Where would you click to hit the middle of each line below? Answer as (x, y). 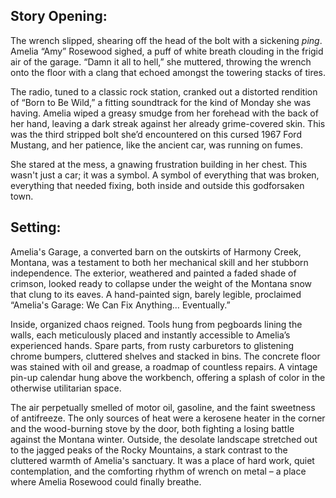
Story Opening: (59, 16)
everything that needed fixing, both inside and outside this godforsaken (157, 185)
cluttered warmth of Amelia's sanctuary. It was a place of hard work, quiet (162, 460)
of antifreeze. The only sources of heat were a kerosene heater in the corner (168, 418)
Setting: (36, 227)
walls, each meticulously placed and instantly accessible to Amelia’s (150, 335)
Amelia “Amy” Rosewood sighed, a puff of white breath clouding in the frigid (167, 51)
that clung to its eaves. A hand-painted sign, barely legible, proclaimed (156, 294)
